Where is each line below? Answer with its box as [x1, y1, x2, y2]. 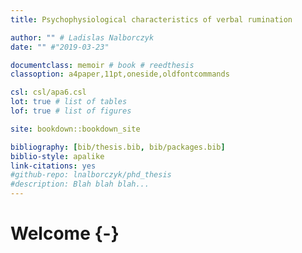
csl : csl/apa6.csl [10, 87, 87, 98]
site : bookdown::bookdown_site [10, 124, 141, 134]
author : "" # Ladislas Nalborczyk [10, 32, 155, 43]
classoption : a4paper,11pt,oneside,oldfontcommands [10, 69, 230, 80]
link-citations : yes [10, 161, 97, 171]
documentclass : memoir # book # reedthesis [10, 60, 195, 70]
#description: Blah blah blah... [10, 179, 150, 190]
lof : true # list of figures [10, 106, 132, 116]
